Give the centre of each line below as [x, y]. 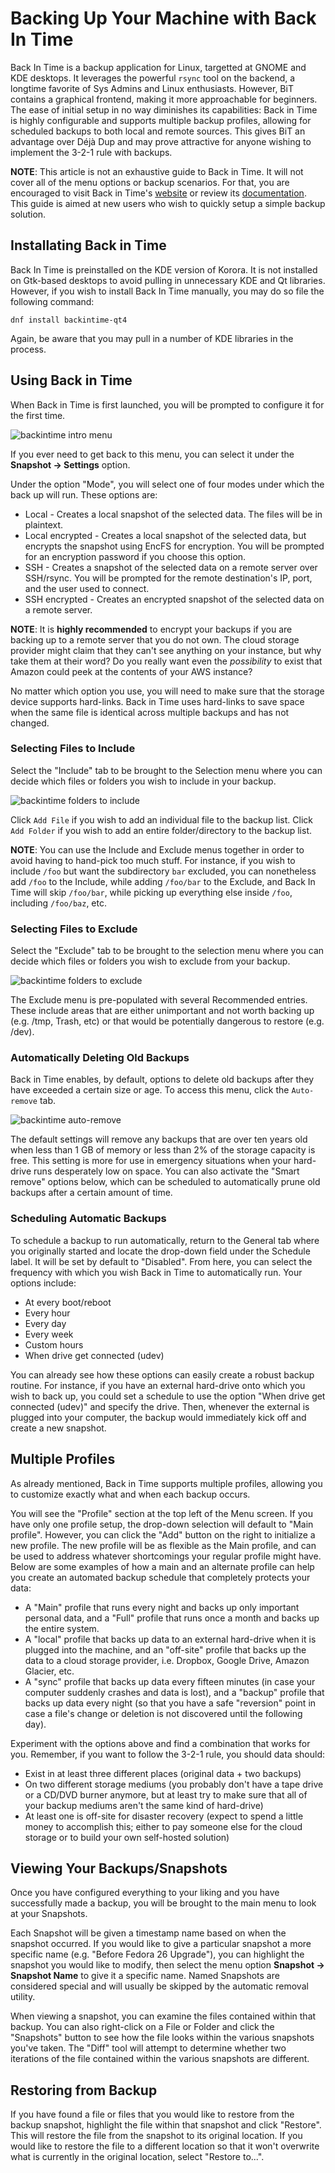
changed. [30, 723]
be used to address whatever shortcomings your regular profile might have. [166, 1556]
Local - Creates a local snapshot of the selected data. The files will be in [173, 514]
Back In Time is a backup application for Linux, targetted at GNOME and [158, 67]
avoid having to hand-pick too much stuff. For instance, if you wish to [153, 860]
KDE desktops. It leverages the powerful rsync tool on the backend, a [153, 78]
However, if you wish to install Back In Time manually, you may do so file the [167, 291]
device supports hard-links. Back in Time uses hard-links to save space [157, 701]
